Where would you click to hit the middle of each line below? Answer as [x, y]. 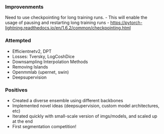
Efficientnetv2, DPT [32, 51]
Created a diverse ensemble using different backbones [68, 100]
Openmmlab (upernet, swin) [41, 72]
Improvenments [24, 7]
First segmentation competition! [44, 126]
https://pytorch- [126, 22]
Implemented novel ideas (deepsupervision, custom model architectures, [86, 106]
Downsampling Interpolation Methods [50, 62]
